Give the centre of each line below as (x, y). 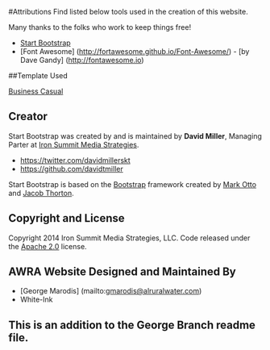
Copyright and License (66, 218)
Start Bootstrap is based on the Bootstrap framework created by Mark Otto (132, 184)
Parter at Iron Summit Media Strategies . (74, 144)
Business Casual (36, 91)
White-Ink (37, 300)
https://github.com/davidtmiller (71, 169)
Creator (28, 117)
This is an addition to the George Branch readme (132, 325)
